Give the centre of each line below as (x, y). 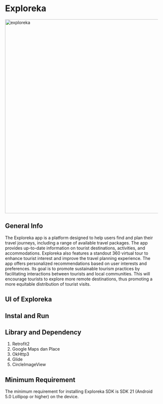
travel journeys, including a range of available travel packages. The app (76, 242)
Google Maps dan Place (36, 349)
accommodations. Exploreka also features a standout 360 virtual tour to (77, 253)
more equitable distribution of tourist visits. (48, 284)
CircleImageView (29, 365)
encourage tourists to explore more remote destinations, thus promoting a (79, 279)
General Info (24, 226)
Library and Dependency (43, 332)
